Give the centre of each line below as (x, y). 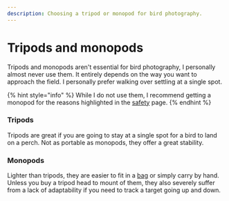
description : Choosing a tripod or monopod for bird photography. (105, 13)
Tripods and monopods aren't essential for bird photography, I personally (111, 67)
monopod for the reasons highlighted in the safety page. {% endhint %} (109, 102)
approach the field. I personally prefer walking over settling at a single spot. (115, 82)
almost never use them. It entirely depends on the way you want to (102, 74)
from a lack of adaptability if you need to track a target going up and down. (114, 190)
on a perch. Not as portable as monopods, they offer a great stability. (106, 142)
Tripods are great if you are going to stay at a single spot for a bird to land (112, 135)
